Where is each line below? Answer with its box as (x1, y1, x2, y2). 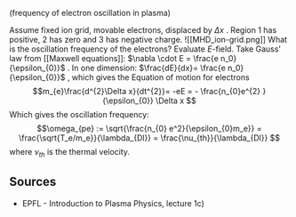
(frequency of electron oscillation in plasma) (9, 8, 172, 18)
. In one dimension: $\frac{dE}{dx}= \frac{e (67, 62, 227, 73)
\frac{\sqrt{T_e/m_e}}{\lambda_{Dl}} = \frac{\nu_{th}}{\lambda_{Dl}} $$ (18, 133, 281, 143)
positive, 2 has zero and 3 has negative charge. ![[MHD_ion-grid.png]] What (9, 35, 287, 44)
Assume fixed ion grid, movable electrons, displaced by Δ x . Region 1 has (9, 25, 277, 35)
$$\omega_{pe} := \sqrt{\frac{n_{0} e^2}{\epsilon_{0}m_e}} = (36, 124, 262, 133)
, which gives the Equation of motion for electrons (67, 72, 251, 83)
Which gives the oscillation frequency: (9, 109, 149, 119)
